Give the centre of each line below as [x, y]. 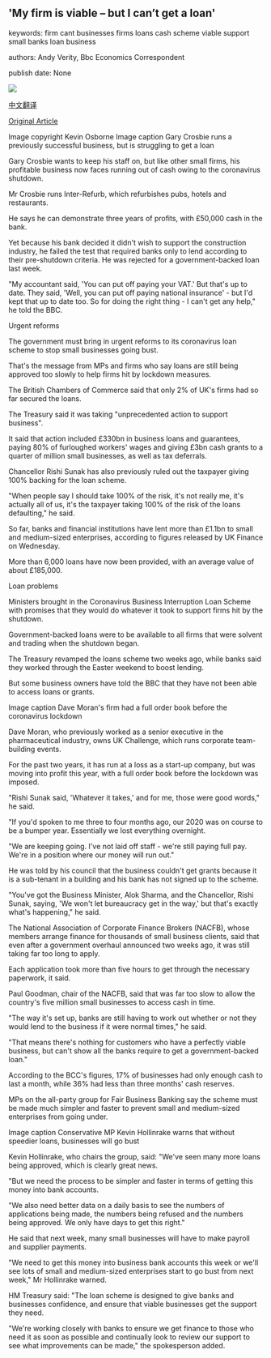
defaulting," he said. [42, 513]
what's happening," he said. [55, 912]
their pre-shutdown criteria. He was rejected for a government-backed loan [134, 259]
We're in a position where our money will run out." [91, 855]
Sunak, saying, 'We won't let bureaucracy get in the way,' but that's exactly [133, 903]
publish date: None [40, 73]
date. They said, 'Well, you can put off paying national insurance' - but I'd [131, 293]
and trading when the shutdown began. [74, 643]
